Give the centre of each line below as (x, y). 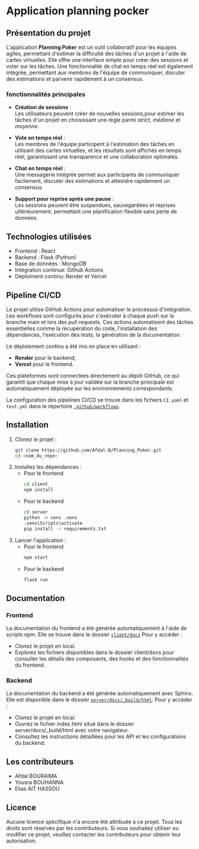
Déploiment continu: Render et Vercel (61, 276)
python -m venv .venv (50, 518)
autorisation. (21, 841)
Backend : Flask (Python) (45, 257)
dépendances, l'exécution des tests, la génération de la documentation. (94, 334)
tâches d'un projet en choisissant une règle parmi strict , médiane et (97, 120)
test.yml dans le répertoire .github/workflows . (63, 406)
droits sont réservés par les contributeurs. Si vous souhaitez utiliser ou (93, 828)
